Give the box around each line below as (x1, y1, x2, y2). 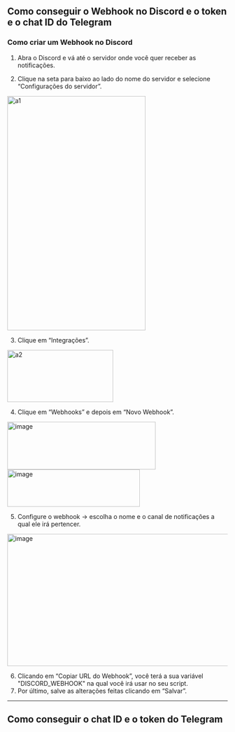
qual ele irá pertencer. (17, 520, 81, 528)
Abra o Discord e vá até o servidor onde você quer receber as (17, 53, 197, 62)
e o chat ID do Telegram (7, 17, 112, 29)
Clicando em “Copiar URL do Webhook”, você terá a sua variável (17, 672, 204, 680)
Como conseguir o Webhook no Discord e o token (7, 6, 227, 18)
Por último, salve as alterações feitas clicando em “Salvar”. (17, 686, 187, 695)
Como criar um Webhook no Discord (7, 38, 133, 48)
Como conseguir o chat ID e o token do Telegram (7, 714, 223, 726)
